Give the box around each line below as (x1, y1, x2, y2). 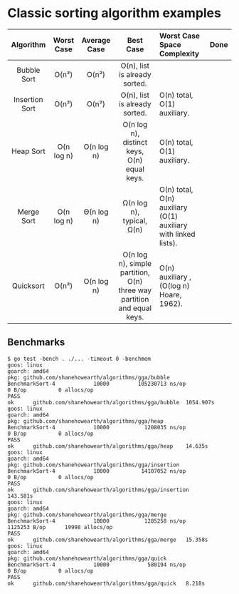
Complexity (159, 48, 200, 58)
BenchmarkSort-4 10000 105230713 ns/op (7, 380, 186, 387)
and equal (118, 303, 152, 313)
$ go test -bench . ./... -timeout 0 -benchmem (7, 355, 152, 362)
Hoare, (159, 290, 182, 299)
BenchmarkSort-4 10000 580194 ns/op (7, 561, 186, 568)
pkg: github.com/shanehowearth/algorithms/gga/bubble (7, 374, 171, 381)
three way (118, 285, 152, 295)
